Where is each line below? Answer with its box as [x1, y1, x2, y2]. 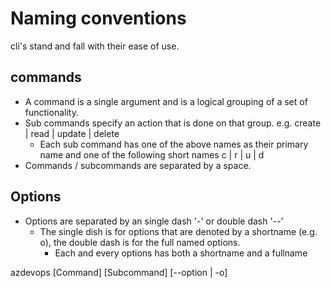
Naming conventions [10, 7, 187, 30]
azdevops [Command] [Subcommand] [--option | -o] [10, 266, 228, 278]
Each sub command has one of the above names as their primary [39, 138, 309, 150]
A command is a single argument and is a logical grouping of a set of [24, 95, 308, 107]
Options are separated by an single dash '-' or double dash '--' [24, 215, 284, 227]
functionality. [24, 106, 79, 118]
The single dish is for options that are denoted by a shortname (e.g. [39, 225, 318, 237]
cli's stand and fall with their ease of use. [10, 40, 180, 52]
